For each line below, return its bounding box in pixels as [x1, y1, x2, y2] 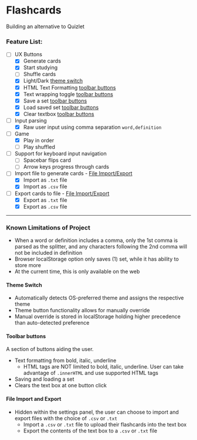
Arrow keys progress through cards [23, 163, 110, 170]
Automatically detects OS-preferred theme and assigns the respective [14, 294, 184, 302]
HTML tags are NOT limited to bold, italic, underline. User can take [23, 363, 184, 370]
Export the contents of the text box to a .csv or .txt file [23, 427, 157, 434]
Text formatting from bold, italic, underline [14, 357, 117, 364]
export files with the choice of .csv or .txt [14, 414, 117, 422]
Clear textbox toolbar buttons [23, 110, 94, 117]
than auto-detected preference [14, 319, 90, 326]
